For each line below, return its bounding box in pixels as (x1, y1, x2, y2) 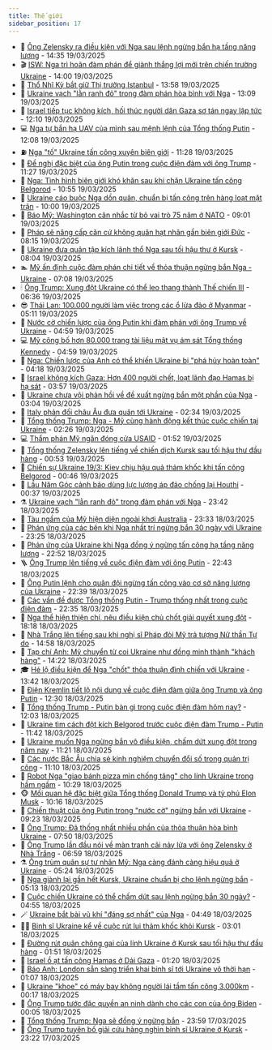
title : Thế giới (8, 11, 63, 20)
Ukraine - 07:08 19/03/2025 (19, 273, 113, 284)
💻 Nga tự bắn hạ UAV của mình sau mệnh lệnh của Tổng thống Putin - (19, 123, 256, 133)
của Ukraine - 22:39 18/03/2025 (19, 586, 128, 596)
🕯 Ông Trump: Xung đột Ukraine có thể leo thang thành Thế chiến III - (19, 282, 249, 292)
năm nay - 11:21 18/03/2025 (19, 745, 112, 755)
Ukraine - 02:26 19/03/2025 (19, 424, 114, 434)
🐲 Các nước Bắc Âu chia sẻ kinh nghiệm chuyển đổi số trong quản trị (19, 753, 249, 763)
